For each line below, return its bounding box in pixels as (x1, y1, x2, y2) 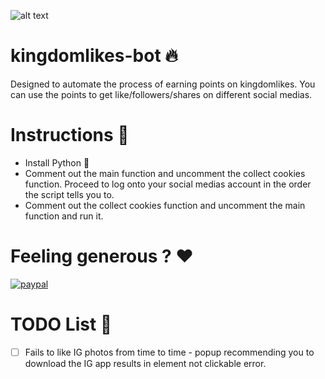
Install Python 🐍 (24, 156, 90, 169)
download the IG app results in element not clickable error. (24, 357, 267, 369)
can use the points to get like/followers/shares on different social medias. (10, 88, 313, 100)
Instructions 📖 (10, 124, 130, 147)
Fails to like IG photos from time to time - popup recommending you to (24, 346, 315, 358)
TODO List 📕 (10, 313, 113, 335)
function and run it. (24, 210, 104, 222)
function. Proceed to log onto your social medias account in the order (24, 178, 312, 190)
